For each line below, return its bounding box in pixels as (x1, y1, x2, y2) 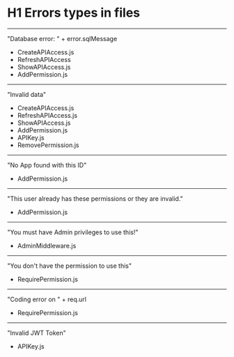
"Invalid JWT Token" (7, 328, 66, 337)
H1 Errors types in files (7, 5, 141, 21)
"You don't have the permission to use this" (7, 261, 132, 270)
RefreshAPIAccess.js (17, 111, 78, 119)
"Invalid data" (7, 90, 47, 98)
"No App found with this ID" (7, 160, 87, 169)
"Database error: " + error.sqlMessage (7, 34, 118, 43)
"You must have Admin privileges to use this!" (7, 228, 139, 236)
